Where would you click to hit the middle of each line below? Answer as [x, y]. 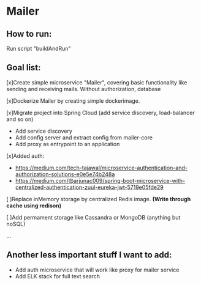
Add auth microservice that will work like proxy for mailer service [97, 270]
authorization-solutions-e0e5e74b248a [65, 174]
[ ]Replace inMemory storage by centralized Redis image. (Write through [99, 199]
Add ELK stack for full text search [57, 276]
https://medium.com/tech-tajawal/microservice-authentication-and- [101, 168]
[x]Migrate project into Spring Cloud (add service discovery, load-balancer [100, 113]
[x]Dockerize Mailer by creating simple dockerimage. [73, 101]
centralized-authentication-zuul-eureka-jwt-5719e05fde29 [89, 187]
